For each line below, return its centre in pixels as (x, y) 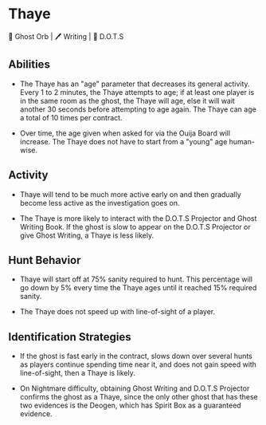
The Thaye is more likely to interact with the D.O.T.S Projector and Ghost (138, 218)
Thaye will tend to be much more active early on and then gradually (130, 194)
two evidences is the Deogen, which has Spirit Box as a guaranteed (130, 405)
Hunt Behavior (45, 260)
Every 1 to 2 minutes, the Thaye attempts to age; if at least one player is (137, 92)
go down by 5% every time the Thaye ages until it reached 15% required (138, 288)
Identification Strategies (70, 337)
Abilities (29, 65)
